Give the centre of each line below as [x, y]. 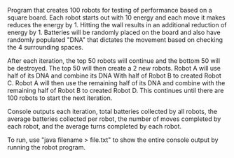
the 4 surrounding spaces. [46, 47]
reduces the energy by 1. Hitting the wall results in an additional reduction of [117, 25]
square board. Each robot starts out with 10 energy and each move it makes [116, 17]
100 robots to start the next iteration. [60, 98]
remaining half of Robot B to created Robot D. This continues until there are [116, 91]
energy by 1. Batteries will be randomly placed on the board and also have [114, 32]
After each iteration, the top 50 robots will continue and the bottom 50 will [114, 61]
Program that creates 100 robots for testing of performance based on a [110, 10]
